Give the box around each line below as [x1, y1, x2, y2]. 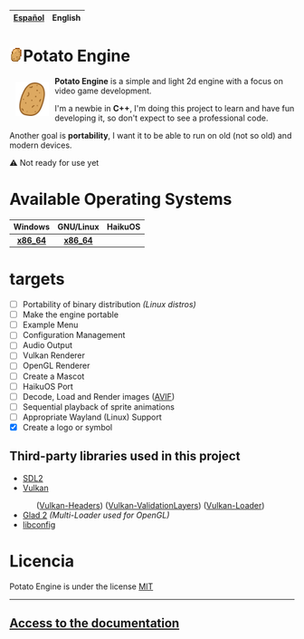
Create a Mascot [22, 371, 85, 382]
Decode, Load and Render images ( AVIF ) [22, 391, 175, 402]
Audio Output [22, 340, 73, 351]
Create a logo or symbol [22, 421, 113, 432]
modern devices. [9, 140, 72, 150]
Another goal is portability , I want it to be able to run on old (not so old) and [9, 130, 292, 140]
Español [13, 12, 45, 23]
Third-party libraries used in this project [9, 449, 241, 464]
